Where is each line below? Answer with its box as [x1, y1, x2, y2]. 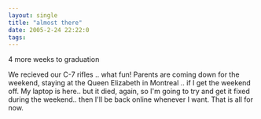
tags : [8, 33, 26, 41]
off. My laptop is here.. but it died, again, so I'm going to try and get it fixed [8, 87, 250, 96]
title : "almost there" [8, 19, 83, 27]
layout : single [8, 11, 58, 20]
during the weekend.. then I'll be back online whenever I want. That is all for [8, 95, 254, 104]
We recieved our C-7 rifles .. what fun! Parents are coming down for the [8, 70, 240, 79]
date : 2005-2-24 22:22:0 [8, 26, 90, 34]
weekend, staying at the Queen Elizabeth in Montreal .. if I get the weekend [8, 78, 252, 88]
